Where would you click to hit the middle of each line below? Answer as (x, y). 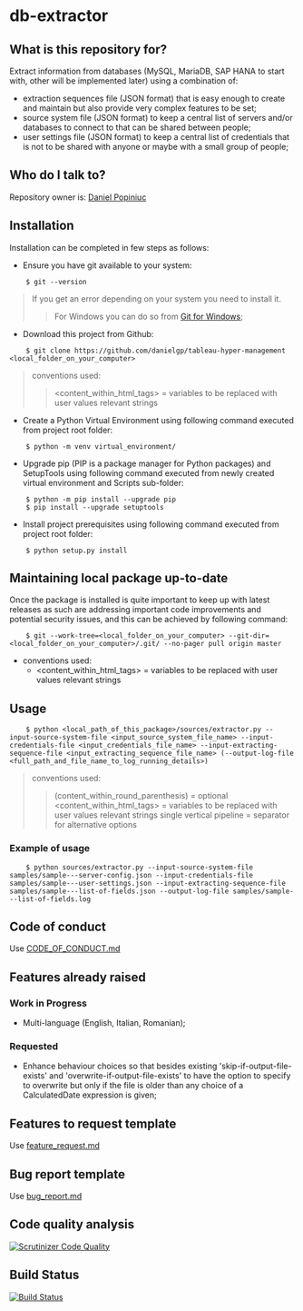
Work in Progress (49, 1003)
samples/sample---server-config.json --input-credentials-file (132, 875)
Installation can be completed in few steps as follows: (109, 247)
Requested (34, 1046)
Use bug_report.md (46, 1196)
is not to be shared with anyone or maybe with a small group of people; (155, 147)
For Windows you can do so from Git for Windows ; (148, 316)
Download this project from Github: (88, 333)
